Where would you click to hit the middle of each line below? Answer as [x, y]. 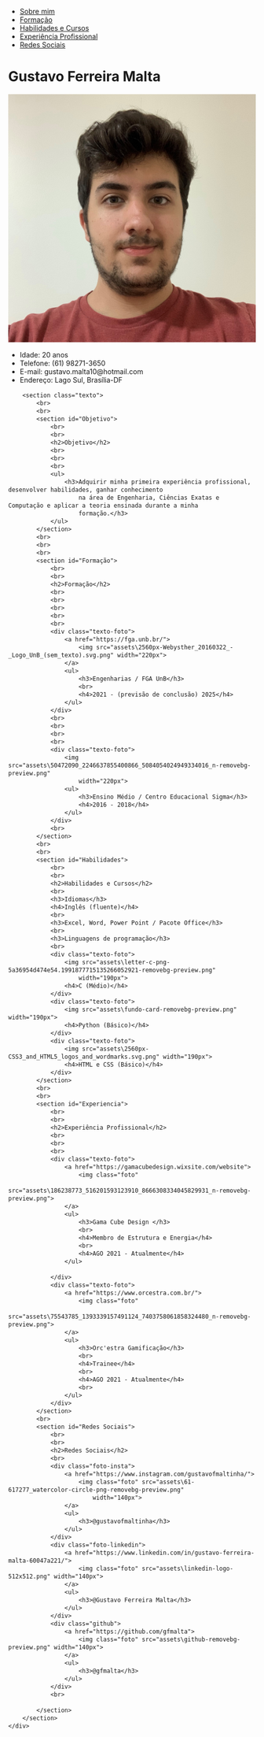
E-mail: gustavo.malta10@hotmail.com [81, 371]
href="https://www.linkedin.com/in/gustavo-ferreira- [165, 1553]
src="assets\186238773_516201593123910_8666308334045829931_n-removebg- [130, 1191]
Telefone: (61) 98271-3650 [62, 363]
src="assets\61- [168, 1482]
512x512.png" [29, 1576]
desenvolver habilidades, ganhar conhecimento [86, 490]
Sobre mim [37, 11]
